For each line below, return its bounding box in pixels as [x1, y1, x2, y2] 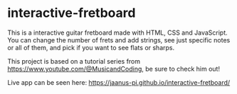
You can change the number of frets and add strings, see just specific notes [7, 35, 231, 44]
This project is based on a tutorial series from [7, 57, 141, 65]
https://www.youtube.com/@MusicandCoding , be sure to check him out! [7, 64, 221, 73]
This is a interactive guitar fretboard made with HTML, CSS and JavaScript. [7, 28, 228, 37]
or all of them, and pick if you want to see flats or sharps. [7, 43, 175, 52]
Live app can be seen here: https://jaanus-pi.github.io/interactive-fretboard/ [7, 78, 231, 86]
